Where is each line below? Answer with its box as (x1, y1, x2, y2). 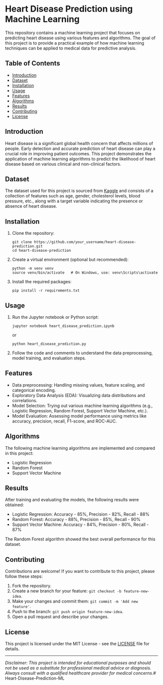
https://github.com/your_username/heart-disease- (33, 240, 136, 245)
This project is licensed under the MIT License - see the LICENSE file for (5, 641, 149, 647)
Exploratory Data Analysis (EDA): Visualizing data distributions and (12, 392, 146, 398)
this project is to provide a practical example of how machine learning (5, 40, 145, 46)
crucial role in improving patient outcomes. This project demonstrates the (5, 150, 152, 156)
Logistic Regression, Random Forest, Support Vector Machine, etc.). (12, 408, 148, 413)
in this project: (5, 450, 34, 456)
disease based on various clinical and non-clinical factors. (5, 161, 121, 167)
